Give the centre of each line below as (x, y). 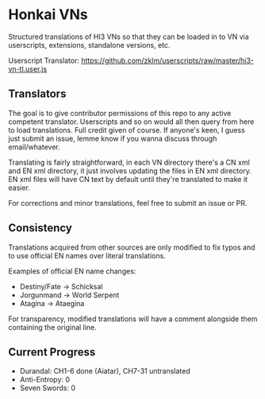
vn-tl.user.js (28, 68)
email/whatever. (35, 147)
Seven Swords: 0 (48, 388)
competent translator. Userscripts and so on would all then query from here (131, 122)
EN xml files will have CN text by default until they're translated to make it (128, 179)
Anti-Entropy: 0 (44, 380)
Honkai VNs (48, 15)
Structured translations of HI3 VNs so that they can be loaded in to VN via (129, 37)
